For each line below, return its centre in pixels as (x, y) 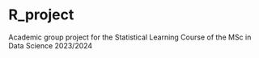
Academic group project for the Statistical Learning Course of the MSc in (130, 37)
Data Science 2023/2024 (51, 45)
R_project (41, 15)
